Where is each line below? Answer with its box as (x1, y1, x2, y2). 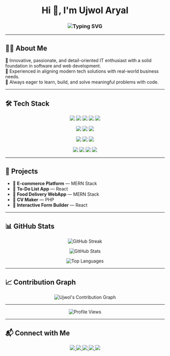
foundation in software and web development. (5, 63, 101, 69)
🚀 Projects (5, 167, 38, 175)
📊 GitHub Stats (5, 222, 55, 231)
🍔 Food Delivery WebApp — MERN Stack (12, 191, 100, 197)
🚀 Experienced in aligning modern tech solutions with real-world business (5, 68, 159, 74)
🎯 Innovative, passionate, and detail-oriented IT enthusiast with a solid (5, 57, 152, 64)
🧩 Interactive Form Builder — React (12, 202, 88, 208)
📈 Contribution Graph (5, 278, 76, 287)
